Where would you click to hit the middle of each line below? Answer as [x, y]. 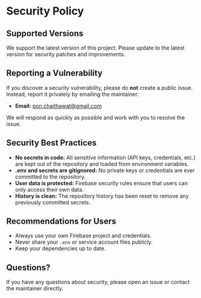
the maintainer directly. [35, 288]
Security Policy [45, 11]
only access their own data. [49, 189]
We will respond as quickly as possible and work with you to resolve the [96, 117]
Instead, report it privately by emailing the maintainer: [73, 94]
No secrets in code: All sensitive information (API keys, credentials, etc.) [105, 157]
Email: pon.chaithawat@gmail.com [58, 106]
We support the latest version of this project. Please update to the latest [96, 48]
